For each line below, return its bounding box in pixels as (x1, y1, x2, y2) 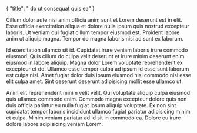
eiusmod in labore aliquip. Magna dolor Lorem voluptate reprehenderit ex (6, 59, 183, 66)
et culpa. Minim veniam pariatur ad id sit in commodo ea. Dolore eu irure (6, 114, 181, 121)
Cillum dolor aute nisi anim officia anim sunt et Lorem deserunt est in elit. (6, 16, 182, 23)
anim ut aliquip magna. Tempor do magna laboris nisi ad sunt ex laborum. (6, 35, 184, 42)
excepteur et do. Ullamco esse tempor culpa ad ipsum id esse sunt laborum (6, 65, 189, 72)
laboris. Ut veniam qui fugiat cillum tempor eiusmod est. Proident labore (6, 29, 180, 36)
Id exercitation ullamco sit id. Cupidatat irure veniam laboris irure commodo (6, 46, 188, 54)
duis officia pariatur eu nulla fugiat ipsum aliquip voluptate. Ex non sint (6, 102, 176, 108)
